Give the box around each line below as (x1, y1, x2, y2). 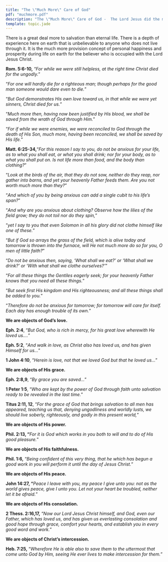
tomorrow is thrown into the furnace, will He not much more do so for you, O (5, 242, 163, 248)
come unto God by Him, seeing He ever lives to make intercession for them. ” (5, 551, 163, 557)
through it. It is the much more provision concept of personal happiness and (5, 45, 162, 51)
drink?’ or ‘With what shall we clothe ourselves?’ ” (5, 263, 108, 269)
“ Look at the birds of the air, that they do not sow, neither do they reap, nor (5, 172, 160, 178)
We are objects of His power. (5, 421, 67, 427)
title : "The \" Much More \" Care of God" (5, 7, 91, 12)
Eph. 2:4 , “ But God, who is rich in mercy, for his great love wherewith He (5, 327, 155, 333)
